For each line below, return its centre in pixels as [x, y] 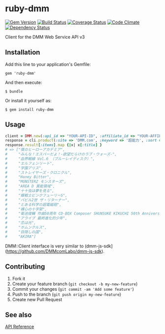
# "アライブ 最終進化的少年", [36, 218]
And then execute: [24, 82]
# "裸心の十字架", [26, 209]
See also [18, 315]
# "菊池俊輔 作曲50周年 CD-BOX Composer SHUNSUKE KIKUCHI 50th [72, 214]
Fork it [19, 278]
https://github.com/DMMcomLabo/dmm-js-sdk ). [55, 251]
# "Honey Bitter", [28, 177]
